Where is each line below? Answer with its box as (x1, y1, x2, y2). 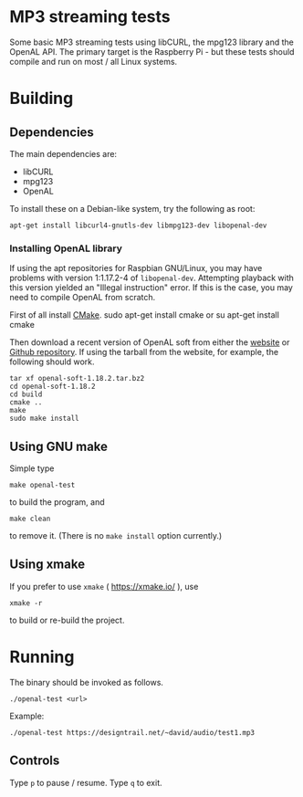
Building (9, 89, 74, 109)
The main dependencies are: (9, 148, 117, 159)
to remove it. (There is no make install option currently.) (9, 530, 223, 541)
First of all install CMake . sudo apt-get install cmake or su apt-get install (9, 309, 280, 320)
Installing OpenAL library (9, 242, 123, 255)
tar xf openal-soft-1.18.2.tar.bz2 (9, 374, 145, 383)
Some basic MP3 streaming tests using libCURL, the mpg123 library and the (9, 37, 294, 47)
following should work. (9, 356, 95, 367)
